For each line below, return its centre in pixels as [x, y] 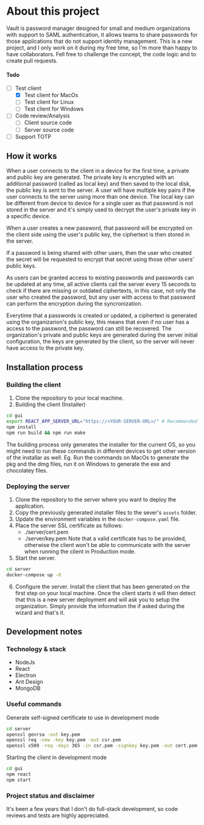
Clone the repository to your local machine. [69, 398]
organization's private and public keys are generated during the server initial [102, 335]
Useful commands [34, 704]
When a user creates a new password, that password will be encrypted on [100, 228]
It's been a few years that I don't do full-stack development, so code [92, 809]
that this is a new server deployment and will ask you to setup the [97, 599]
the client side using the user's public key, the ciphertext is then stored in [98, 235]
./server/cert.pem [46, 532]
